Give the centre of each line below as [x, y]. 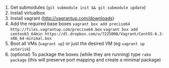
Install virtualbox [27, 13]
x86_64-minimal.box [31, 38]
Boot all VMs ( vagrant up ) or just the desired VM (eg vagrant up [77, 43]
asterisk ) [20, 49]
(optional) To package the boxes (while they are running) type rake [80, 54]
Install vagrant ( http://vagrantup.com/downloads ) [62, 18]
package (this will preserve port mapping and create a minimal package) [86, 60]
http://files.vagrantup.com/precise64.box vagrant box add [74, 30]
